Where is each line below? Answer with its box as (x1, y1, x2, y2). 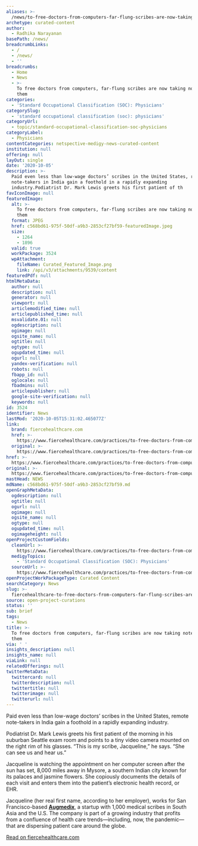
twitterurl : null (11, 696, 54, 702)
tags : (6, 613, 19, 620)
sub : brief (6, 608, 33, 614)
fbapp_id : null (11, 372, 49, 377)
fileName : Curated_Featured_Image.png (16, 261, 112, 268)
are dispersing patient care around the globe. (16, 822, 127, 829)
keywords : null (11, 399, 49, 405)
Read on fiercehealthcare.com (6, 834, 80, 841)
